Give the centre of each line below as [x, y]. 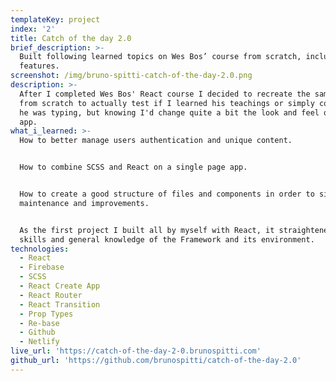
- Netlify [39, 342]
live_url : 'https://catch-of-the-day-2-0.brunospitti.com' [136, 351]
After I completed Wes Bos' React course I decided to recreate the [165, 94]
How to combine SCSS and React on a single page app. [133, 167]
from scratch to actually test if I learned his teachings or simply [167, 103]
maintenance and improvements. [84, 203]
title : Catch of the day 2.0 [71, 38]
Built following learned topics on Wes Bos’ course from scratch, [160, 57]
